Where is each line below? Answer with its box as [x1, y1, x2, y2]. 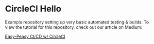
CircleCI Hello [5, 3, 62, 14]
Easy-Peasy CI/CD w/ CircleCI [5, 33, 66, 39]
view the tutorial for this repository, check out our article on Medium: [5, 24, 142, 30]
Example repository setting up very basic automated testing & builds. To [5, 19, 149, 25]
